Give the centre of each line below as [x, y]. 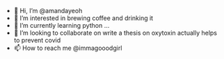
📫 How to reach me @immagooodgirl [68, 48]
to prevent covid [37, 40]
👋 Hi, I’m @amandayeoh [48, 11]
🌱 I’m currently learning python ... [62, 25]
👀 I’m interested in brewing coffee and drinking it [83, 18]
